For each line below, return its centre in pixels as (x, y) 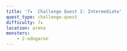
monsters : (18, 33)
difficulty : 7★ (25, 22)
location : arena (26, 28)
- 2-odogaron (33, 39)
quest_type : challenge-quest (42, 17)
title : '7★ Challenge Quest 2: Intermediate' (64, 11)
